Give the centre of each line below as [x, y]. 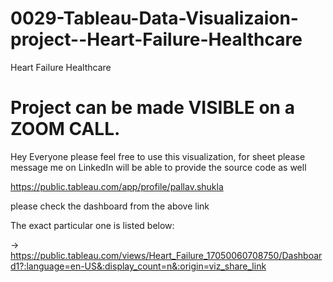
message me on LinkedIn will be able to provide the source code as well [158, 167]
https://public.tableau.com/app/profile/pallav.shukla [117, 186]
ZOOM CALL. [65, 129]
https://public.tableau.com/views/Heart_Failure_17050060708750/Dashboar [166, 255]
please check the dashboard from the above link [110, 206]
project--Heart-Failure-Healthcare [156, 39]
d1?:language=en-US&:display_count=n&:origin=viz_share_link [138, 266]
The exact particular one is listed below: [92, 225]
